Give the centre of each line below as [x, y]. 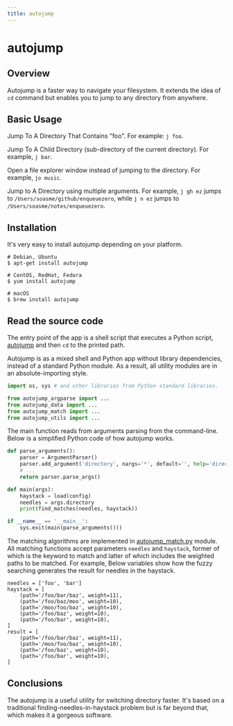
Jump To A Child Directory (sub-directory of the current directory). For [108, 149]
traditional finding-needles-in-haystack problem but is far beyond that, [108, 707]
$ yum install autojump [42, 282]
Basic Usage [35, 120]
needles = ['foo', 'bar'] [44, 584]
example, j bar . [30, 157]
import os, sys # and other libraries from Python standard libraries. [113, 386]
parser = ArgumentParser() [59, 458]
